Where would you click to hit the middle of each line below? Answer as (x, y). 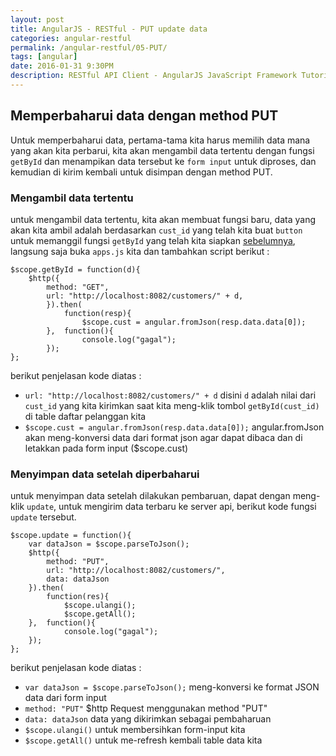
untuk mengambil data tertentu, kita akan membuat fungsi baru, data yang (163, 219)
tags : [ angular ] (44, 57)
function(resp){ (97, 313)
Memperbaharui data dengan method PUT (144, 116)
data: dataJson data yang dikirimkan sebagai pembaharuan (148, 719)
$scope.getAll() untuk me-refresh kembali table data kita (143, 740)
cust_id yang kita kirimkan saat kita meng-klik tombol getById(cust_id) (172, 405)
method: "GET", (78, 287)
